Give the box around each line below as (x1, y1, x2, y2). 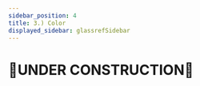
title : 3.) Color (8, 19, 66, 27)
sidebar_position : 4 (8, 11, 78, 20)
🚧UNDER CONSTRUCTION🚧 (8, 61, 194, 79)
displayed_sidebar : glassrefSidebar (8, 26, 130, 34)
